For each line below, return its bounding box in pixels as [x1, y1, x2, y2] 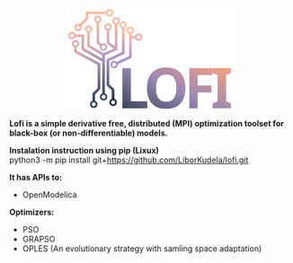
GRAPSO [22, 233, 56, 244]
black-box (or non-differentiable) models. [9, 127, 168, 138]
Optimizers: [9, 206, 55, 217]
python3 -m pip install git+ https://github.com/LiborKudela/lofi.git [9, 154, 249, 165]
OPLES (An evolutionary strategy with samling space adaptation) [22, 242, 262, 254]
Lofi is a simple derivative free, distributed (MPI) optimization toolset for [9, 118, 285, 128]
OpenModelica [22, 188, 78, 200]
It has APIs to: [9, 171, 63, 182]
